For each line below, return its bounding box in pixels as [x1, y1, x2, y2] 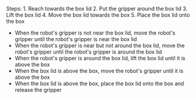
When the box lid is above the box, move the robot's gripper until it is [14, 67, 184, 74]
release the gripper [14, 86, 62, 93]
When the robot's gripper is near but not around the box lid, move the [14, 42, 185, 49]
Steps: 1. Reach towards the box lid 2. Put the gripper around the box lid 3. [6, 5, 188, 12]
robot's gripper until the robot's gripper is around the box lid [14, 48, 162, 55]
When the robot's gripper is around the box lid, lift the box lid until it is [14, 55, 186, 61]
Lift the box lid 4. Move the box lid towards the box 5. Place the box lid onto [6, 11, 190, 18]
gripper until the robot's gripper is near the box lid [14, 36, 137, 42]
